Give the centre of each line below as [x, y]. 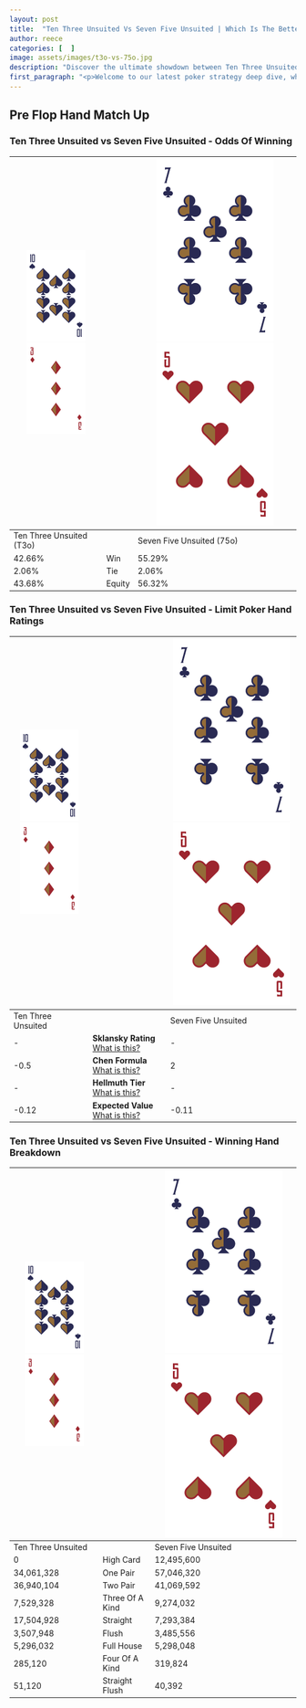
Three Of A [123, 1598]
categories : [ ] [42, 48]
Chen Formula [120, 1061]
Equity [118, 583]
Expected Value [123, 1105]
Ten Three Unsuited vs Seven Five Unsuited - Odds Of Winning [151, 141]
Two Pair [119, 1585]
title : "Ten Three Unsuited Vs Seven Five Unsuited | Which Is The [142, 29]
